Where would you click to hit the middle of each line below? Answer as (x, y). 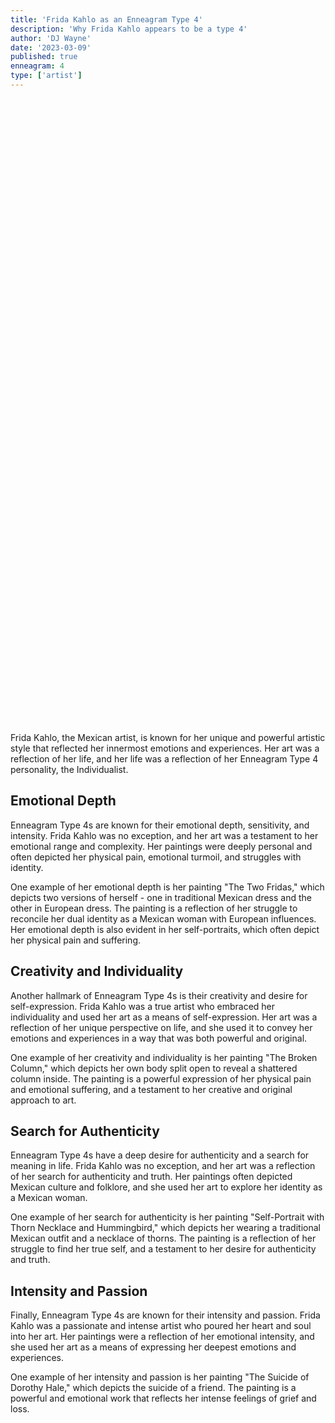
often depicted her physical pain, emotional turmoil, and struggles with (156, 857)
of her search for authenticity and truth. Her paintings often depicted (151, 1177)
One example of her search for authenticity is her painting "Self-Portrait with (167, 1217)
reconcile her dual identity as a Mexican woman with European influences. (163, 918)
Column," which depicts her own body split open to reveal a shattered (154, 1068)
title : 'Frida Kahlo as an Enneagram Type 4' (106, 19)
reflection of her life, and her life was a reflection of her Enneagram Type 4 (164, 758)
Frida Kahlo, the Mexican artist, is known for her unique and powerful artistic (168, 737)
